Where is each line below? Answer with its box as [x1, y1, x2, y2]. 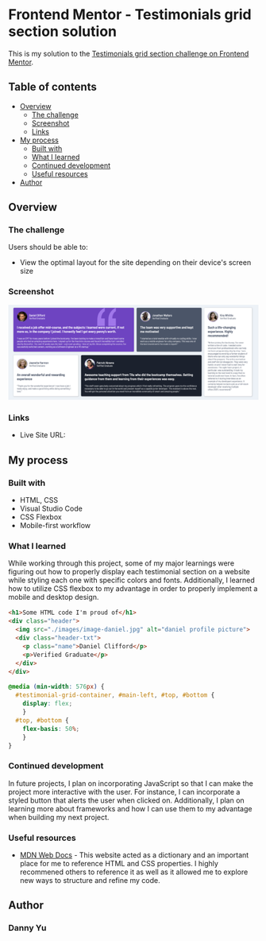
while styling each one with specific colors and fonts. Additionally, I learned [8, 575, 256, 585]
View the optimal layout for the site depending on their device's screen [19, 258, 252, 267]
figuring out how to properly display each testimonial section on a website [8, 567, 250, 577]
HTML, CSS [19, 496, 58, 505]
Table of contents [8, 80, 97, 94]
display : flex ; [22, 700, 73, 708]
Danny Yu [8, 923, 47, 934]
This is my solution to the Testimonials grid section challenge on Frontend [8, 49, 249, 58]
